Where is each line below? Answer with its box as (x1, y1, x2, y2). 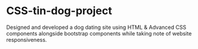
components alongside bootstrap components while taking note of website (6, 30, 192, 37)
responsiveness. (6, 36, 47, 43)
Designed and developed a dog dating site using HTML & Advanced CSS (6, 24, 187, 31)
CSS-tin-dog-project (6, 4, 113, 18)
